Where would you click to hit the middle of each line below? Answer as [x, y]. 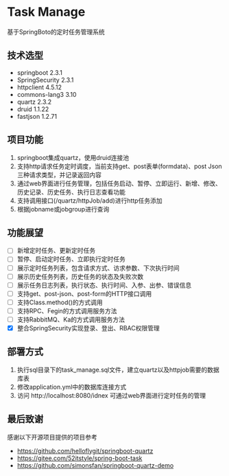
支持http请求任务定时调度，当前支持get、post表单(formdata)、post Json [120, 166]
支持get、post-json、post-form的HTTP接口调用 [84, 293]
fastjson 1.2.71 [37, 116]
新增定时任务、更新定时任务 [56, 251]
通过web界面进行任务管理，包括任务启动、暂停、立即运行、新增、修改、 [119, 183]
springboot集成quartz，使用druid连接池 [73, 157]
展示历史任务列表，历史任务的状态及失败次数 [80, 276]
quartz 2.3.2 [34, 102]
